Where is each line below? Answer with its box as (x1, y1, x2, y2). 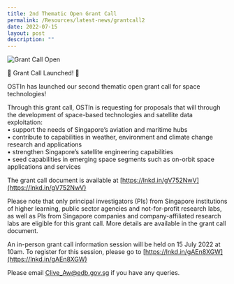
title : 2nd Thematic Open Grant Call (7, 10, 117, 17)
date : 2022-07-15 (7, 23, 58, 30)
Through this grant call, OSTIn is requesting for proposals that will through (7, 103, 221, 112)
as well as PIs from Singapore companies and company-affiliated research (7, 212, 221, 221)
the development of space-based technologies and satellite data (7, 111, 193, 119)
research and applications (7, 140, 82, 149)
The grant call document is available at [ (7, 176, 123, 185)
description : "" (7, 36, 54, 43)
